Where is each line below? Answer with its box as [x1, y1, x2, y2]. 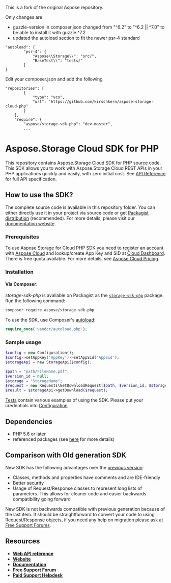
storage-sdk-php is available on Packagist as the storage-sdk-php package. [5, 293, 164, 299]
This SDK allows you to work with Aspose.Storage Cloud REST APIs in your [5, 165, 163, 171]
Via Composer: [5, 281, 38, 287]
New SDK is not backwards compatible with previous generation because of [5, 506, 165, 512]
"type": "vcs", [32, 95, 65, 100]
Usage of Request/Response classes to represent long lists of [12, 485, 142, 491]
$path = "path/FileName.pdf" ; [5, 369, 70, 374]
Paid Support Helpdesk [12, 572, 63, 578]
